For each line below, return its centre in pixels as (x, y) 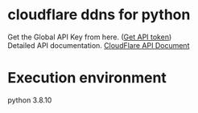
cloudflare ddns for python (99, 15)
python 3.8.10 (30, 100)
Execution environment (87, 78)
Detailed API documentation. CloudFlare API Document (99, 45)
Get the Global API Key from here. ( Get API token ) (90, 37)
